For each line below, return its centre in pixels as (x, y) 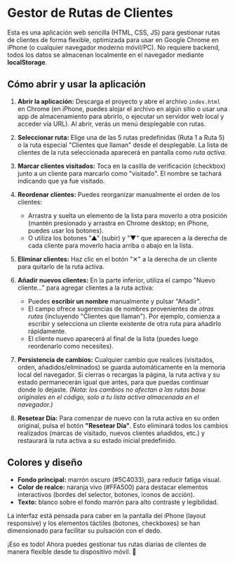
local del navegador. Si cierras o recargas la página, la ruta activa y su (119, 375)
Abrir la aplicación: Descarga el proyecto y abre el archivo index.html (119, 101)
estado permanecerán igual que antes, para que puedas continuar (113, 382)
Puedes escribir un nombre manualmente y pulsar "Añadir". (114, 301)
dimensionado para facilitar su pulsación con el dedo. (85, 530)
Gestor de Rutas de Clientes (90, 13)
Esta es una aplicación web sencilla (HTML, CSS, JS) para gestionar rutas (114, 32)
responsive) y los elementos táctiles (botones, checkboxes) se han (104, 523)
